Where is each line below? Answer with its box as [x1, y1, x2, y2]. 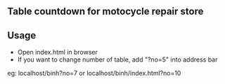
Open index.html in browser [17, 48, 98, 57]
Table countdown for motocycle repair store [7, 6, 204, 17]
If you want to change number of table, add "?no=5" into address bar [17, 55, 218, 64]
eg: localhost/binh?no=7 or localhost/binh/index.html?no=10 [7, 69, 181, 78]
